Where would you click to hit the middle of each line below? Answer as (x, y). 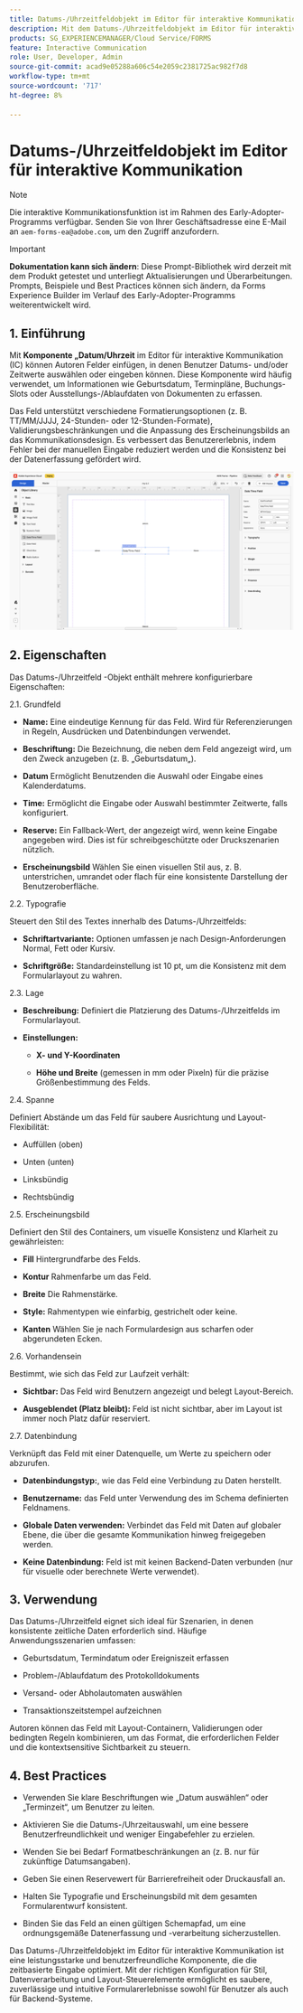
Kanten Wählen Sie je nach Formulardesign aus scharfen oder (138, 1329)
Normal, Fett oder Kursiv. (69, 948)
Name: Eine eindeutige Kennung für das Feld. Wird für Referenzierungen (157, 721)
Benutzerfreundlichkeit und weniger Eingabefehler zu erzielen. (138, 1834)
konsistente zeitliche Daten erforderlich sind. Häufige (108, 1631)
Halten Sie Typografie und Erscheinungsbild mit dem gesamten (140, 1896)
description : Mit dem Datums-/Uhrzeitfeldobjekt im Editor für (131, 28)
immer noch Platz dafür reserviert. (86, 1418)
